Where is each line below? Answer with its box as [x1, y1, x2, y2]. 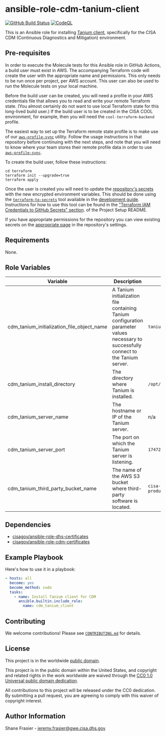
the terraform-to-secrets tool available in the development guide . [5, 196, 140, 202]
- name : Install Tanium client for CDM [14, 594, 96, 599]
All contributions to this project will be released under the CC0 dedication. [5, 687, 156, 693]
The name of [112, 467, 142, 474]
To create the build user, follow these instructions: [5, 159, 107, 165]
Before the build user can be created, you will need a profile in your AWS [5, 92, 153, 98]
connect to [112, 348, 137, 355]
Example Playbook [5, 553, 63, 562]
